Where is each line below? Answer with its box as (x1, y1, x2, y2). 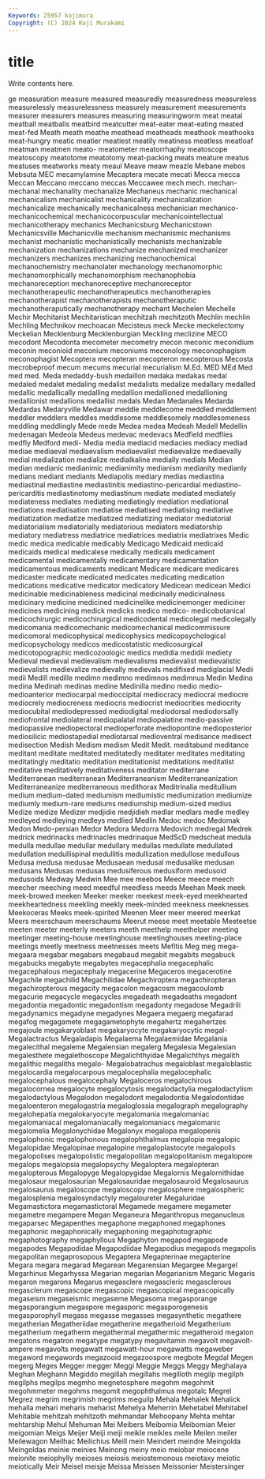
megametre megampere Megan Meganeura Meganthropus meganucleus (8, 1210, 245, 1220)
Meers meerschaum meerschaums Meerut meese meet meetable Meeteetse (8, 917, 257, 926)
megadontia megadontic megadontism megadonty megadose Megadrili (8, 1000, 241, 1010)
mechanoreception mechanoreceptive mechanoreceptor (8, 279, 192, 288)
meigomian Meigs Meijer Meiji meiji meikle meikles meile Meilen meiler (8, 1428, 238, 1438)
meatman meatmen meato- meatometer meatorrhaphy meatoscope (8, 145, 228, 154)
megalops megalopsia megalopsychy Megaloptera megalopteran (8, 1160, 219, 1169)
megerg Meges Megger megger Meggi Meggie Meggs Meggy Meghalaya (8, 1361, 248, 1371)
